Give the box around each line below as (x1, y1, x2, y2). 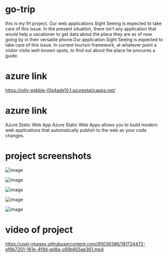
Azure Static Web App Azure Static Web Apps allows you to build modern (5, 122, 158, 128)
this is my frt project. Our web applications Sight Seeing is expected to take (5, 20, 162, 26)
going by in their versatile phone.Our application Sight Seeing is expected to (5, 36, 163, 43)
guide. (5, 52, 19, 59)
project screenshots (5, 151, 92, 162)
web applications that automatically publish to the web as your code (5, 127, 147, 133)
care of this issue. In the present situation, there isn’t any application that (5, 25, 156, 31)
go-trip (5, 4, 35, 15)
